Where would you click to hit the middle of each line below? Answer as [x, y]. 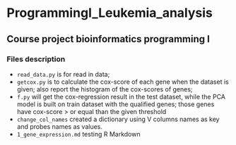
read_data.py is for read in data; [63, 74]
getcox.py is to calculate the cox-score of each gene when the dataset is [123, 82]
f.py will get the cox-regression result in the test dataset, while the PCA [121, 96]
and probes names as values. [60, 126]
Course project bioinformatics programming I [108, 39]
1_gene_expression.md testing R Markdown [78, 134]
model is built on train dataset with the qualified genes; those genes [116, 104]
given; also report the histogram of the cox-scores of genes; [105, 89]
